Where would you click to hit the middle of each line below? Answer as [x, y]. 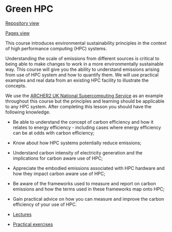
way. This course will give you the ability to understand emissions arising [82, 69]
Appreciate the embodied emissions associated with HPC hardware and [89, 168]
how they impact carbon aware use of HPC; [59, 173]
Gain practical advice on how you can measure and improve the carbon [88, 199]
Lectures [22, 214]
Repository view [22, 23]
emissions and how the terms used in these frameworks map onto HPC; [89, 189]
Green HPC [29, 9]
